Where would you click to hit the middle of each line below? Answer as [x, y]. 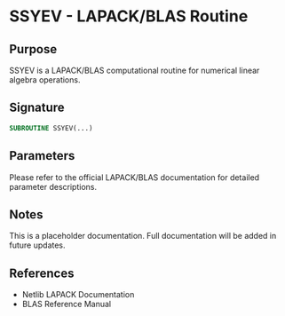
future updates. [37, 245]
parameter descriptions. [53, 186]
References [42, 273]
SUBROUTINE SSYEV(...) [51, 128]
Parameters [42, 156]
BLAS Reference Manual [67, 304]
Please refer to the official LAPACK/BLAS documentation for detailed [135, 177]
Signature [37, 108]
